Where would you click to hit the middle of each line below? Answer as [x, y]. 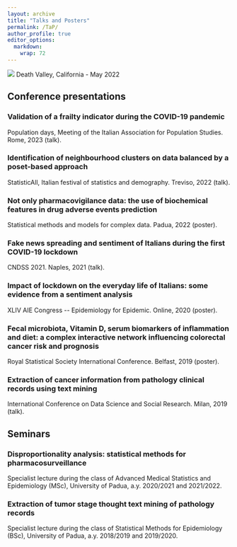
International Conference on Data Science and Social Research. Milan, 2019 [117, 404]
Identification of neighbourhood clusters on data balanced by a [118, 158]
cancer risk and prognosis [53, 346]
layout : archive [31, 14]
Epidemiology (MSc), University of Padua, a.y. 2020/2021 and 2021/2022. [115, 486]
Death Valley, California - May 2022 [68, 74]
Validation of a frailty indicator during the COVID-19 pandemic [116, 117]
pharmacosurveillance [47, 463]
